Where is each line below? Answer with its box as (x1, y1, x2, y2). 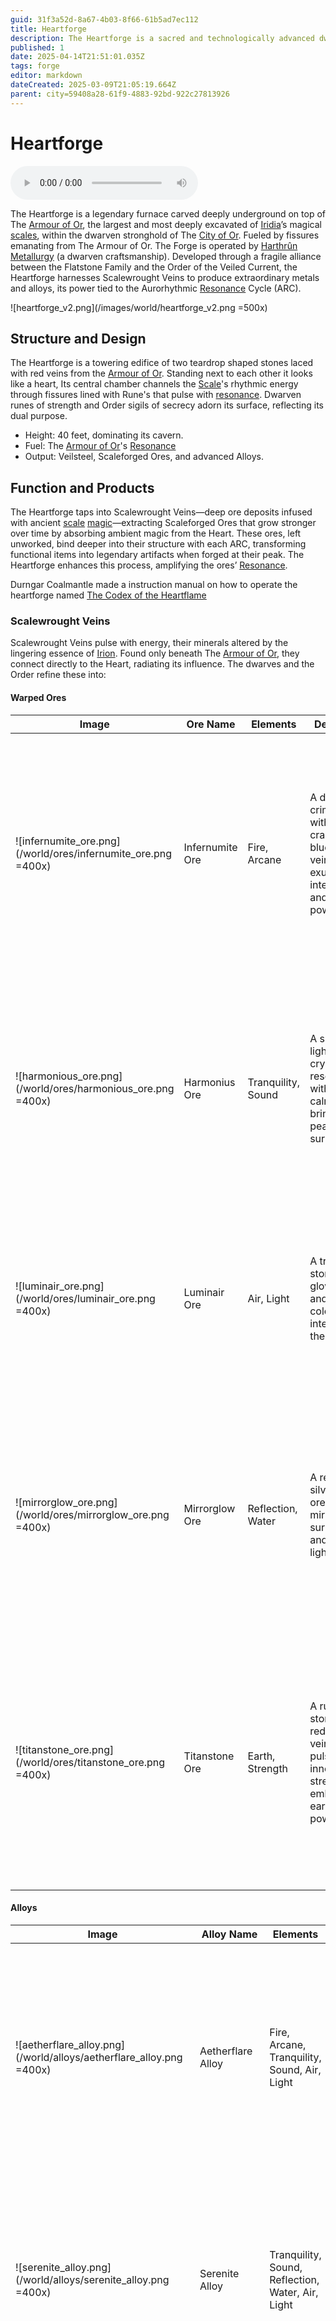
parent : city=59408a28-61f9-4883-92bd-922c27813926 (10, 89, 230, 99)
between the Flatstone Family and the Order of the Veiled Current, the (10, 261, 298, 273)
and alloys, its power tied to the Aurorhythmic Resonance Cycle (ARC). (10, 282, 302, 294)
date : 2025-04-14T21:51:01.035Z (10, 52, 145, 62)
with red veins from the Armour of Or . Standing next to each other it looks (10, 367, 313, 380)
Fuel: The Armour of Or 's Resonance (24, 440, 177, 452)
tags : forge (10, 61, 60, 71)
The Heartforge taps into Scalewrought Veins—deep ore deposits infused (10, 506, 313, 518)
